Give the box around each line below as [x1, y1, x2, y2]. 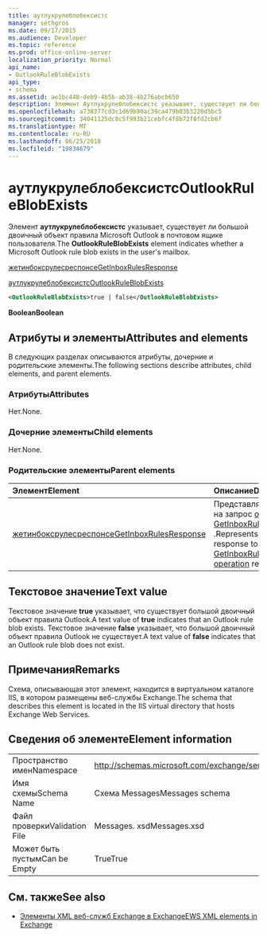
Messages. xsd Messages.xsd [94, 820, 205, 831]
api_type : [8, 78, 41, 86]
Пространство [12, 755, 68, 766]
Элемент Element [12, 485, 80, 496]
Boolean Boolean [8, 308, 64, 318]
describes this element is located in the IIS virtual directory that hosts [8, 701, 235, 710]
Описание [213, 485, 254, 496]
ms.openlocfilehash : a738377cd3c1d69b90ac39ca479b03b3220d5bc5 [8, 108, 222, 116]
